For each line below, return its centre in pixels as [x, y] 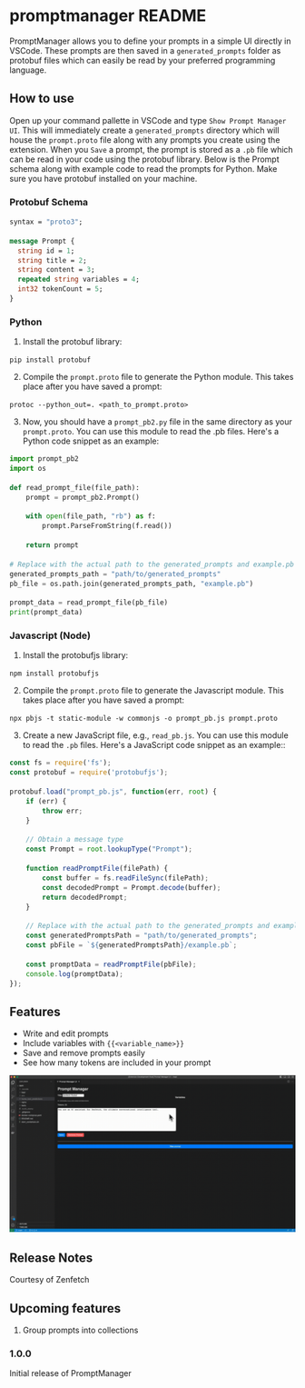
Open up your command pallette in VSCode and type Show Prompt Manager [148, 120]
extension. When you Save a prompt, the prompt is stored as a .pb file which [151, 149]
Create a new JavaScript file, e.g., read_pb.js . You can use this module [155, 735]
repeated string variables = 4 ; [79, 280]
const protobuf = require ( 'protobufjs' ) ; [89, 773]
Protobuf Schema [49, 202]
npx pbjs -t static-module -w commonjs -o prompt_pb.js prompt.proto [144, 719]
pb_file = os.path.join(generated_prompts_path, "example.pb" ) [132, 584]
